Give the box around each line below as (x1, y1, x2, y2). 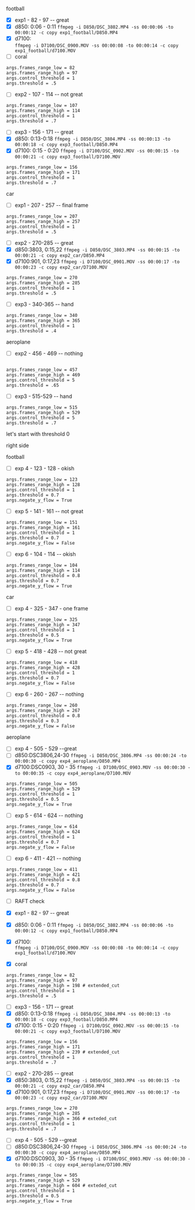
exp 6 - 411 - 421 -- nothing (14, 855, 81, 862)
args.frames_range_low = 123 (6, 477, 78, 483)
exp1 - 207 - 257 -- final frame (14, 201, 89, 209)
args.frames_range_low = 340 (6, 312, 78, 318)
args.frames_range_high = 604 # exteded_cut (6, 1182, 117, 1188)
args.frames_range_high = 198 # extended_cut (6, 982, 120, 988)
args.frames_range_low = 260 (6, 703, 78, 708)
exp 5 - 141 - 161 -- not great (14, 508, 84, 515)
